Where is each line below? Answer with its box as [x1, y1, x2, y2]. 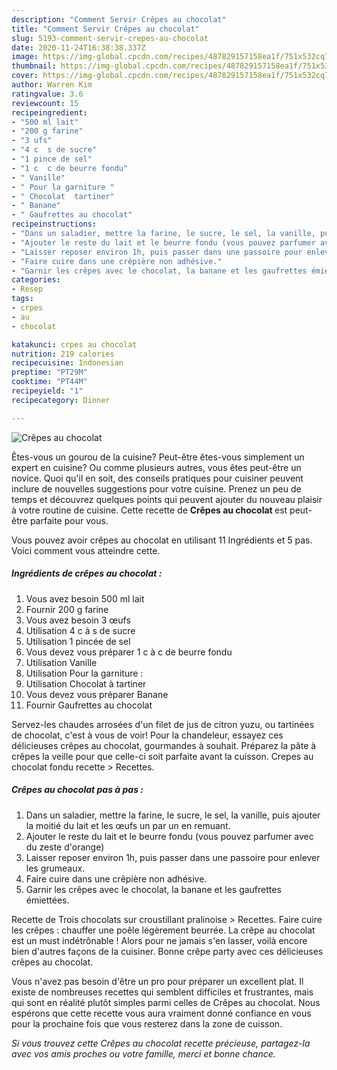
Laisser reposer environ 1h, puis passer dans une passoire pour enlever [25, 851, 321, 863]
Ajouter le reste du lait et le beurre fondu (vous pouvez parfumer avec [25, 830, 314, 842]
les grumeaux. [25, 862, 86, 874]
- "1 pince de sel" [11, 154, 93, 164]
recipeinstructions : [11, 219, 98, 230]
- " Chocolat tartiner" [11, 191, 115, 201]
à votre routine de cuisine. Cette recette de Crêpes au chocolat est [11, 504, 288, 516]
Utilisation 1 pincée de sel [25, 635, 131, 647]
